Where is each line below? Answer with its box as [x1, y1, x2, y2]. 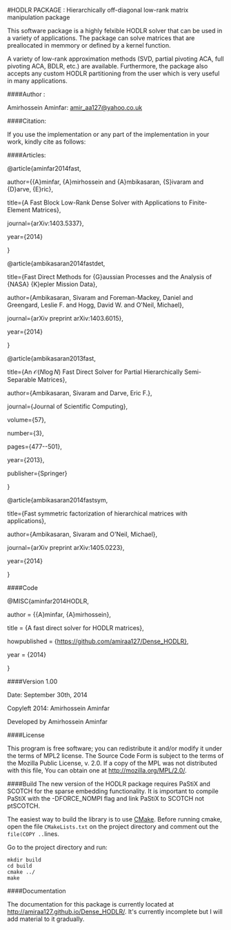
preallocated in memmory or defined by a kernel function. [7, 41, 171, 49]
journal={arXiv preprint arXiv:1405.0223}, [7, 544, 125, 551]
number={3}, [7, 429, 44, 437]
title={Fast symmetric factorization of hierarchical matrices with [7, 509, 188, 518]
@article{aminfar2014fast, [7, 164, 81, 172]
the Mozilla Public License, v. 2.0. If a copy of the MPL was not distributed [7, 759, 217, 767]
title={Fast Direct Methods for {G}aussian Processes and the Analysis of [7, 273, 212, 281]
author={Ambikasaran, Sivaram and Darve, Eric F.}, [7, 389, 153, 397]
